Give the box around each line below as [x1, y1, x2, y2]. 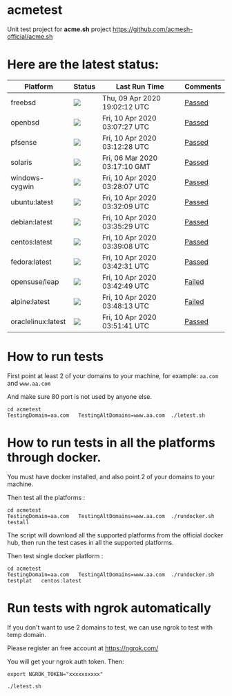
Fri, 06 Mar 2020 [102, 153, 158, 163]
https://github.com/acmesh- [113, 25, 193, 33]
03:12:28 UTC [102, 141, 150, 151]
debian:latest [10, 217, 53, 226]
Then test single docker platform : [7, 551, 104, 560]
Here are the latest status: [7, 57, 159, 73]
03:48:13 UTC [102, 301, 150, 310]
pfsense [10, 137, 37, 147]
